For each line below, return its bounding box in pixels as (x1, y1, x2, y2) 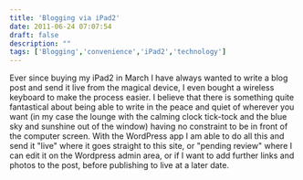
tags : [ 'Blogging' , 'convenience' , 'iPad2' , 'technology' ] (9, 48, 226, 57)
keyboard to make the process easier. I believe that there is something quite (9, 92, 295, 103)
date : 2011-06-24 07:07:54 (9, 22, 112, 31)
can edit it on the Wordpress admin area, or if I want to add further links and (9, 150, 295, 161)
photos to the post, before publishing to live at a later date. (9, 160, 230, 171)
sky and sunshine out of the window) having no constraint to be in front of (9, 121, 288, 132)
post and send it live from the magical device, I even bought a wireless (9, 82, 275, 93)
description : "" (9, 38, 71, 48)
